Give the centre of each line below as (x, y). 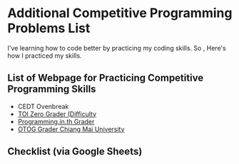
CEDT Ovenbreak (43, 106)
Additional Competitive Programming (120, 13)
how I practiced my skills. (45, 56)
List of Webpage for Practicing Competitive (106, 78)
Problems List (49, 28)
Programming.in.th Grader (56, 121)
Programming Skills (52, 89)
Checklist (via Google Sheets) (75, 152)
